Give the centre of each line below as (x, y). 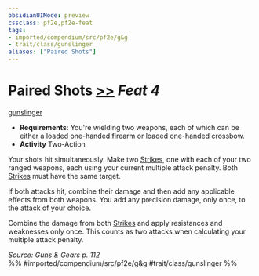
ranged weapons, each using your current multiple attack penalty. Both (123, 167)
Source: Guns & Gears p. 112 (54, 255)
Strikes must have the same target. (64, 176)
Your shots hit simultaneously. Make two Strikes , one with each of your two (129, 159)
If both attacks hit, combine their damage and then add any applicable (122, 191)
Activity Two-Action (53, 144)
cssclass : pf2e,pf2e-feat (50, 23)
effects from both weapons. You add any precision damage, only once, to (127, 199)
